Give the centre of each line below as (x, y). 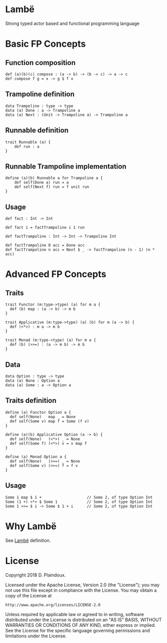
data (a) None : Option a (32, 381)
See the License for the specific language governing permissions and (78, 630)
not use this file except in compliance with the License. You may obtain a (81, 590)
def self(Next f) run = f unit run (52, 187)
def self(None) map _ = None (43, 417)
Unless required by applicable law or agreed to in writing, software (75, 614)
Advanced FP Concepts (56, 274)
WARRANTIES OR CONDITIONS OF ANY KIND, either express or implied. (80, 625)
